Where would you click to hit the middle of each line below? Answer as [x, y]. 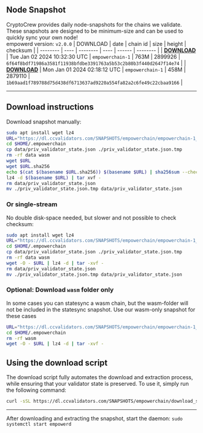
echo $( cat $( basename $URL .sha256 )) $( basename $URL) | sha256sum [93, 172]
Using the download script [57, 363]
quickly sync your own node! [42, 37]
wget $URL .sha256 [28, 166]
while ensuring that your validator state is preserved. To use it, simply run [98, 384]
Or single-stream [32, 204]
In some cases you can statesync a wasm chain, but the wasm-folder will [97, 303]
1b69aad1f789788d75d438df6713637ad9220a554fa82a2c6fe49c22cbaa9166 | [95, 82]
